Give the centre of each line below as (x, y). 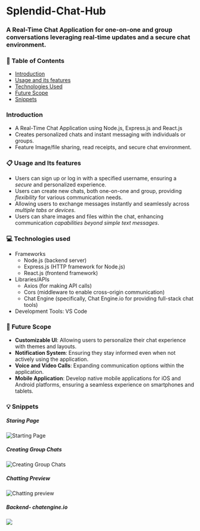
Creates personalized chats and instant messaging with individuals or (100, 134)
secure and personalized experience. (60, 185)
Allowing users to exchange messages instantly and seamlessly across (102, 204)
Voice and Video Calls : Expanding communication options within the (99, 365)
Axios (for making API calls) (58, 286)
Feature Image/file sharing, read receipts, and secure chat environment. (103, 147)
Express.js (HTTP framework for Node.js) (74, 267)
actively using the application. (51, 359)
